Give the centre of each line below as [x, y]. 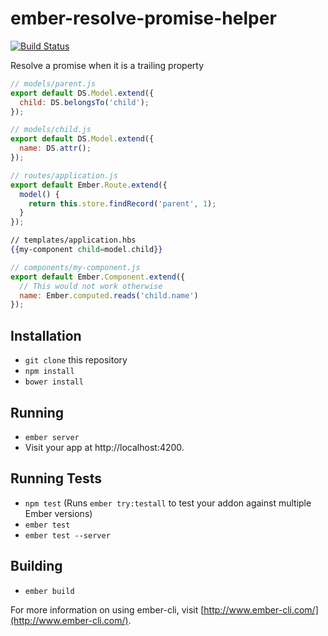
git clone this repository [76, 360]
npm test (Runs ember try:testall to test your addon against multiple [168, 503]
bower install [54, 382]
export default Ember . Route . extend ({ [89, 185]
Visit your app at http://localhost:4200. [104, 447]
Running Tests [56, 478]
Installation [46, 335]
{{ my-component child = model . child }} [86, 250]
